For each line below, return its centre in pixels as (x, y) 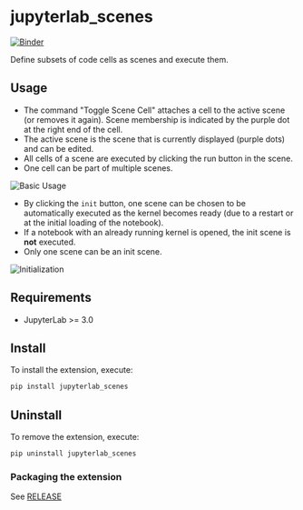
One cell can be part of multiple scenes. (98, 168)
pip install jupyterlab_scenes (69, 387)
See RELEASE (36, 496)
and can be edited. (59, 148)
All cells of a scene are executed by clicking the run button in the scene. (158, 158)
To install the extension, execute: (72, 370)
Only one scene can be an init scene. (93, 251)
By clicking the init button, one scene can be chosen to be (134, 203)
